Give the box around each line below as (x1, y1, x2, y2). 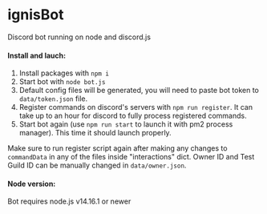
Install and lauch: (7, 50, 66, 60)
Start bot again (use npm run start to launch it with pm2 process (18, 119, 233, 129)
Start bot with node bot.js (18, 77, 106, 87)
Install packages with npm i (18, 68, 110, 78)
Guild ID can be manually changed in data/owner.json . (7, 160, 187, 170)
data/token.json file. (18, 94, 88, 103)
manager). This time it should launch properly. (18, 128, 172, 138)
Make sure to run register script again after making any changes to (7, 143, 228, 153)
